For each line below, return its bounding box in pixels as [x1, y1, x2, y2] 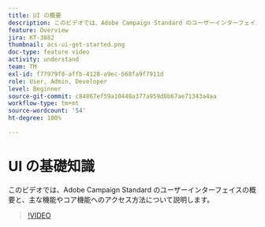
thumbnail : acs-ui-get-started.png [8, 41, 125, 49]
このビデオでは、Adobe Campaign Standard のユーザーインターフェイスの [8, 184, 250, 194]
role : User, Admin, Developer [8, 77, 108, 85]
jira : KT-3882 [8, 33, 55, 42]
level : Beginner [8, 84, 62, 93]
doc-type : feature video [8, 48, 90, 56]
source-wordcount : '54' [8, 107, 87, 115]
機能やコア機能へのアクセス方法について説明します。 [42, 195, 215, 204]
